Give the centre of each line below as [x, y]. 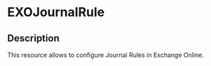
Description [33, 38]
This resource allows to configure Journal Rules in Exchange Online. [106, 55]
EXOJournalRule [56, 12]
